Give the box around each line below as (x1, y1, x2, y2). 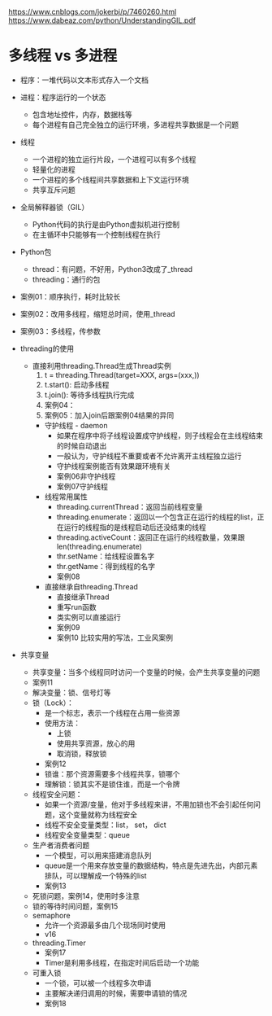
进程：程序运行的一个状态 (19, 92, 106, 102)
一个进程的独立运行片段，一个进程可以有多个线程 (32, 154, 196, 164)
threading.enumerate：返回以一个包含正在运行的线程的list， (56, 512, 257, 522)
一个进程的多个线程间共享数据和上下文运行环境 (32, 174, 189, 184)
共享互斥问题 (32, 185, 76, 195)
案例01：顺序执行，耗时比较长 (19, 291, 121, 301)
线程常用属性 (44, 492, 88, 501)
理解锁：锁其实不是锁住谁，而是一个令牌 (44, 779, 180, 789)
